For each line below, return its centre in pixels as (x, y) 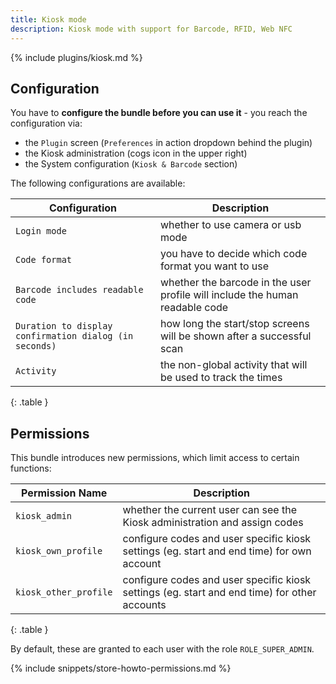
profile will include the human (229, 295)
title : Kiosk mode (48, 19)
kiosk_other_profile (64, 592)
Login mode (41, 231)
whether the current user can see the (209, 510)
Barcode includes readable (79, 290)
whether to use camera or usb (230, 225)
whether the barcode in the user (235, 283)
